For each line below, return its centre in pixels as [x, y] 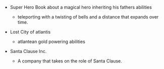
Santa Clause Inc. [28, 51]
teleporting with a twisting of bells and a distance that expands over [88, 17]
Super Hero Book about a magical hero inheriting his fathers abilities [81, 7]
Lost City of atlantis [30, 32]
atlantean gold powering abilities [51, 41]
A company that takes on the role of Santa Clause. [70, 61]
